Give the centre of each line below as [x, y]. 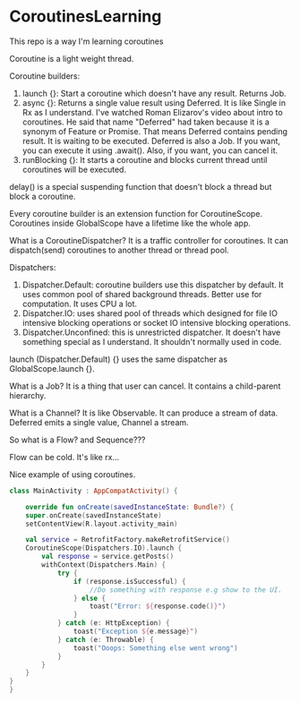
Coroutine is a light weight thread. [72, 58]
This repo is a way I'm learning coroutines [86, 41]
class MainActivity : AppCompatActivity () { [94, 491]
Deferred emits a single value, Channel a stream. [99, 422]
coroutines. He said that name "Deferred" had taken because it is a [146, 122]
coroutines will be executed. [74, 169]
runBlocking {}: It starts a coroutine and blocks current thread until [145, 159]
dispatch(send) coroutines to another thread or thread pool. [120, 250]
